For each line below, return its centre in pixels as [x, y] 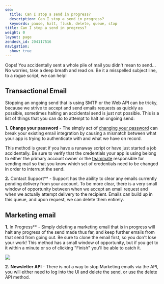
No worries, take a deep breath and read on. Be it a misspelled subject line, [81, 70]
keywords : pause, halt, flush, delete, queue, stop [64, 23]
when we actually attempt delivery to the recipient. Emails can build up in [79, 194]
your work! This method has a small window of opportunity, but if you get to [82, 243]
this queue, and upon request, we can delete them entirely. [65, 200]
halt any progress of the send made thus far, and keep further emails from [80, 232]
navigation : [17, 46]
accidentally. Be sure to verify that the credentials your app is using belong [81, 153]
